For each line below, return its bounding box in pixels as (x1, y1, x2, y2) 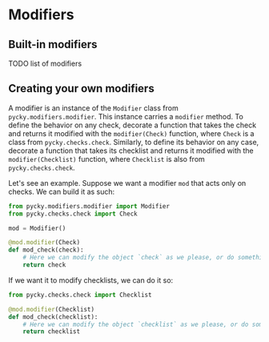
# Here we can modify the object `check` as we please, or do (22, 254, 235, 262)
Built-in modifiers (8, 38, 98, 51)
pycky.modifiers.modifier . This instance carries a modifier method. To (8, 111, 244, 121)
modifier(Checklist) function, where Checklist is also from (8, 154, 206, 163)
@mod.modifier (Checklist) (8, 305, 94, 313)
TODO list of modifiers (8, 58, 82, 68)
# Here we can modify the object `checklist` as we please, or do (22, 320, 249, 328)
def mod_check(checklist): (8, 312, 98, 321)
